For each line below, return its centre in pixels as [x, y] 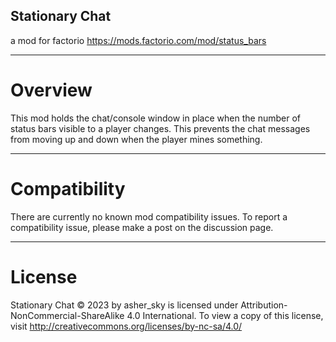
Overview [51, 90]
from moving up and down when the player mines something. [136, 139]
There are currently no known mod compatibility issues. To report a [149, 216]
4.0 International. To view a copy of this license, [225, 315]
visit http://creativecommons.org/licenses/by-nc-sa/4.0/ [126, 326]
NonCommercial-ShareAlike [67, 315]
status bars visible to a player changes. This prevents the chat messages [160, 128]
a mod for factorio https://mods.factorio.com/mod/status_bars [138, 40]
